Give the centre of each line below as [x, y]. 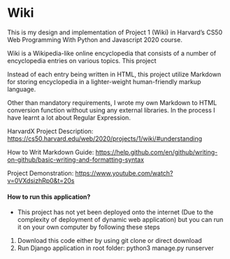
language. [22, 89]
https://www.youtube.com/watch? [124, 173]
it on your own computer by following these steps [89, 227]
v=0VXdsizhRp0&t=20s [41, 181]
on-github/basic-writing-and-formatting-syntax [76, 160]
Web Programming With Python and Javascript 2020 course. [95, 39]
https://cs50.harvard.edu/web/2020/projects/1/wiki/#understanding [105, 139]
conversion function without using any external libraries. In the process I [111, 110]
